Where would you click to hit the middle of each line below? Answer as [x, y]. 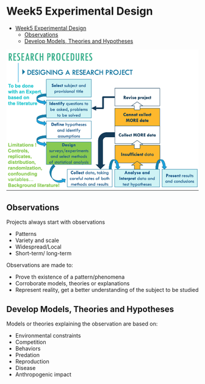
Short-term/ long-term [43, 254]
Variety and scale [37, 240]
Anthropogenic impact [43, 375]
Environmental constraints [48, 336]
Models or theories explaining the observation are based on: [82, 324]
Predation [27, 355]
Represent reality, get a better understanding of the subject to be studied [107, 290]
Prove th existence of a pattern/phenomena [70, 277]
